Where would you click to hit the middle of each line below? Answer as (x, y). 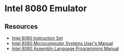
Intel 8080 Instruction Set (37, 38)
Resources (21, 27)
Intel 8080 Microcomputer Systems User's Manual (62, 43)
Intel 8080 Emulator (46, 9)
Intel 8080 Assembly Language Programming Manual (65, 48)
